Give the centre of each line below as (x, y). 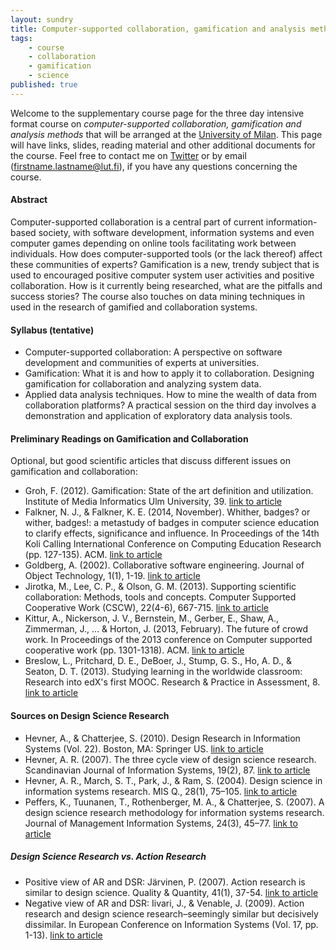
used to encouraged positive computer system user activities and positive (162, 275)
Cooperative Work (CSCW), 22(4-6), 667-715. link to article (147, 608)
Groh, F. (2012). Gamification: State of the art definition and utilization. (169, 491)
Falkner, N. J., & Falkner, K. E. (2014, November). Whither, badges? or (167, 512)
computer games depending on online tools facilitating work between (153, 243)
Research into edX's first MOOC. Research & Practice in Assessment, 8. (172, 682)
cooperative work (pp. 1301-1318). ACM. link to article (134, 650)
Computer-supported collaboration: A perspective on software (153, 352)
